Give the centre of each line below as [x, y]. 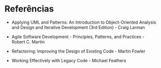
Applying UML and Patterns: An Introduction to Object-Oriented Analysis [84, 22]
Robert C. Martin [28, 41]
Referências [29, 9]
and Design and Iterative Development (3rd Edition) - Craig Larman [78, 27]
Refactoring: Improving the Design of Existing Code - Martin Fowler [78, 51]
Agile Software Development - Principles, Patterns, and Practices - [78, 37]
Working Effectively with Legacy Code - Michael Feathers [69, 60]
